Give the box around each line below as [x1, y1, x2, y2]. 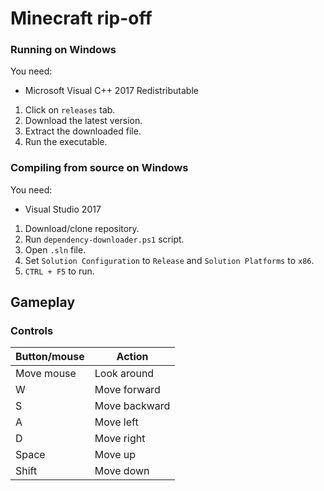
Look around [94, 367, 155, 381]
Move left [94, 415, 139, 429]
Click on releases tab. [24, 104, 116, 116]
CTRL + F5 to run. [24, 265, 95, 277]
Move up [94, 448, 137, 462]
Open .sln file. [24, 243, 87, 256]
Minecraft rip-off [10, 7, 153, 30]
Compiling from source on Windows [10, 161, 189, 175]
